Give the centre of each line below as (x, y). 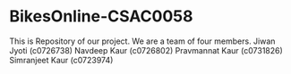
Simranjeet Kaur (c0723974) (61, 60)
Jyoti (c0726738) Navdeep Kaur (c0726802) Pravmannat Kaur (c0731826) (146, 50)
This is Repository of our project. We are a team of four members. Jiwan (142, 41)
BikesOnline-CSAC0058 (101, 16)
